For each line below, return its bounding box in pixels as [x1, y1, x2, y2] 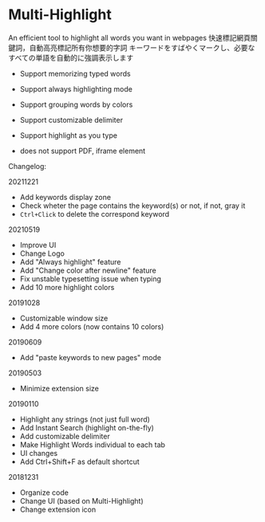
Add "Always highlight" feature [19, 257, 121, 266]
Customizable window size [19, 313, 109, 323]
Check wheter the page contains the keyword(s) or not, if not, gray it [19, 201, 246, 210]
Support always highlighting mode [19, 84, 133, 93]
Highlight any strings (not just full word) [19, 414, 150, 424]
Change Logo [19, 249, 65, 258]
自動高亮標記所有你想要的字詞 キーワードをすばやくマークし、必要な [29, 42, 255, 53]
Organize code [19, 488, 69, 497]
